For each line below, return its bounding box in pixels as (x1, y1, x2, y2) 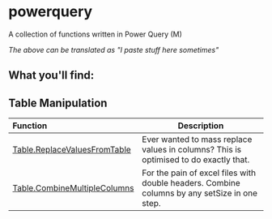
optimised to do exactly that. (141, 154, 250, 165)
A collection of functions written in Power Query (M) (8, 29, 182, 39)
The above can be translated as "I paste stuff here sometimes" (8, 45, 219, 54)
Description (177, 120, 224, 131)
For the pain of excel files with (141, 167, 257, 178)
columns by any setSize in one (141, 187, 257, 199)
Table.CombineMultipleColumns (12, 182, 134, 194)
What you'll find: (8, 68, 95, 83)
